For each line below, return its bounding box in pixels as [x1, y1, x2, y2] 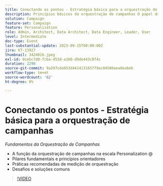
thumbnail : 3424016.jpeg [5, 52, 55, 57]
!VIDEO [16, 175, 32, 181]
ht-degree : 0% [5, 79, 34, 84]
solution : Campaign [5, 16, 45, 21]
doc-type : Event [5, 39, 38, 44]
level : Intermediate [5, 34, 47, 39]
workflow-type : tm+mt [5, 70, 49, 75]
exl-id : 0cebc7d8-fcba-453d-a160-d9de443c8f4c [5, 57, 101, 62]
